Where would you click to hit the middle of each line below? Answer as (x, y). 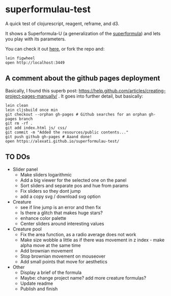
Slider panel (25, 169)
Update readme (37, 283)
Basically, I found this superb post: (41, 90)
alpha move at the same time (50, 245)
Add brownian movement (47, 251)
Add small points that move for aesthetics (64, 261)
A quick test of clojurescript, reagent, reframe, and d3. (62, 24)
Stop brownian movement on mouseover (63, 256)
